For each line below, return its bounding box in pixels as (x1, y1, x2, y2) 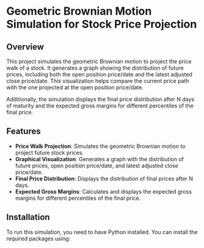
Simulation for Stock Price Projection (6, 17, 197, 31)
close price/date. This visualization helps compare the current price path (6, 78, 189, 84)
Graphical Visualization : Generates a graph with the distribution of (15, 155, 184, 162)
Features (6, 126, 41, 137)
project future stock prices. (15, 148, 84, 156)
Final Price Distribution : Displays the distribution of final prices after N (15, 175, 194, 182)
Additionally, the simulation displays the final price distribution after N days (6, 96, 195, 103)
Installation (6, 212, 50, 222)
